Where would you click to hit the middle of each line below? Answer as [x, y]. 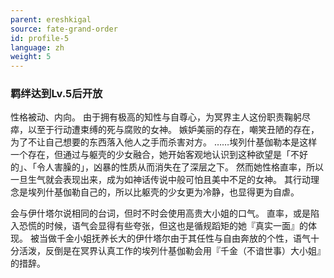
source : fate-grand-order [64, 29]
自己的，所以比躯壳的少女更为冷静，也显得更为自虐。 [189, 192]
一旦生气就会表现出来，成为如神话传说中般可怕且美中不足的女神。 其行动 [160, 180]
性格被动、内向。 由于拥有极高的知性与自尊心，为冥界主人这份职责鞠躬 [156, 117]
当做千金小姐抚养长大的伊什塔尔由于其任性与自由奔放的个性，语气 [174, 238]
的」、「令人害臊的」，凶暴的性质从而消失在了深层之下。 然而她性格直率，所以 [167, 167]
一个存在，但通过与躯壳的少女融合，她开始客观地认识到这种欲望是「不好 [159, 155]
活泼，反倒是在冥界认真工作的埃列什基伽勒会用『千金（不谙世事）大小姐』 [172, 251]
